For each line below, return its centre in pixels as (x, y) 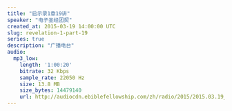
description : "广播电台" (41, 46)
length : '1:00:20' (46, 65)
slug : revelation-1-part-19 (48, 33)
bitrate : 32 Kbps (45, 71)
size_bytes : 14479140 (50, 90)
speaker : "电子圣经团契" (40, 20)
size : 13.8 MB (40, 84)
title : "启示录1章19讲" (39, 13)
